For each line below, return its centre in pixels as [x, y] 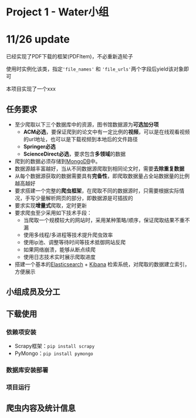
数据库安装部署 [27, 370]
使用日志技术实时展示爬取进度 [59, 257]
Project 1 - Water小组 [58, 12]
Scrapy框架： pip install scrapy [55, 346]
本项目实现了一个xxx [31, 89]
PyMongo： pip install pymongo [54, 353]
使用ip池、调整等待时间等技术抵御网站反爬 [75, 242]
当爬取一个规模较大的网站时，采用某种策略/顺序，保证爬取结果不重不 [107, 220]
